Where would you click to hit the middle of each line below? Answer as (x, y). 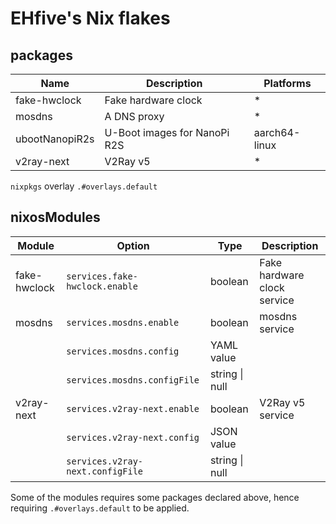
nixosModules (55, 217)
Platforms (287, 83)
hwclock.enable (102, 286)
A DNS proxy (134, 116)
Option (133, 245)
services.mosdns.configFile (133, 380)
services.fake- (102, 276)
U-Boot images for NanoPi (167, 132)
